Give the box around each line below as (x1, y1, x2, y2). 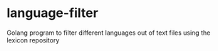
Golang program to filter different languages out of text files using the (6, 28, 211, 37)
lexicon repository (6, 35, 60, 44)
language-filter (6, 5, 99, 21)
